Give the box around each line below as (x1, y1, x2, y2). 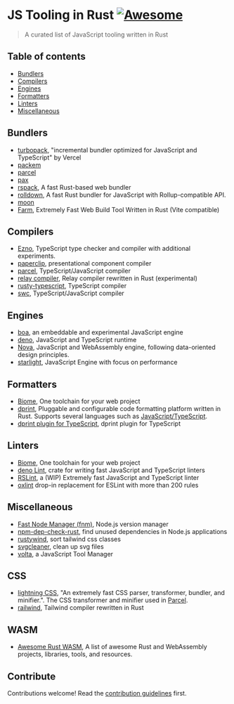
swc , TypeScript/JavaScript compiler (17, 289, 124, 298)
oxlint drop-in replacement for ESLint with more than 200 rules (17, 481, 199, 489)
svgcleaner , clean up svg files (17, 542, 104, 551)
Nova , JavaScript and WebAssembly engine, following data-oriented (17, 343, 216, 351)
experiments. (17, 252, 56, 260)
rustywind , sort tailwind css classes (17, 535, 122, 543)
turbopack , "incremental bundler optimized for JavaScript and (17, 145, 197, 154)
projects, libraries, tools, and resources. (17, 650, 133, 658)
